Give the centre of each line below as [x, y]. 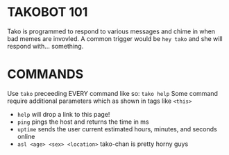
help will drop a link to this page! [63, 114]
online [26, 136]
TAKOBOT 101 [48, 12]
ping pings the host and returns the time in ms [83, 122]
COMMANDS [45, 74]
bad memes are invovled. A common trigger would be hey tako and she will [115, 38]
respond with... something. [45, 46]
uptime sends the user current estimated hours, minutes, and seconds [117, 129]
